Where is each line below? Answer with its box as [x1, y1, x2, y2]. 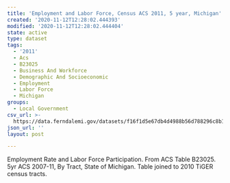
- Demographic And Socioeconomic [13, 73, 109, 81]
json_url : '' [7, 124, 44, 131]
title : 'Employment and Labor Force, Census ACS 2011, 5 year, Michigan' [7, 10, 222, 17]
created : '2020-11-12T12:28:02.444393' [7, 16, 121, 23]
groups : [7, 99, 29, 106]
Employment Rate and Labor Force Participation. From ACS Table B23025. [7, 155, 216, 164]
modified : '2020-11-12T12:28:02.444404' [7, 23, 125, 29]
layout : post [7, 130, 44, 137]
